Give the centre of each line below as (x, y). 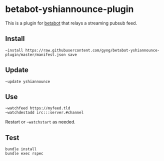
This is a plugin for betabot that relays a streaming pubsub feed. (71, 23)
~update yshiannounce (28, 81)
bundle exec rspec (24, 153)
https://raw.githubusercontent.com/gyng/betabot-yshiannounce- (92, 50)
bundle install (21, 149)
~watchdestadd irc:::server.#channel (44, 113)
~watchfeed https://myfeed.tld (38, 108)
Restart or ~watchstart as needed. (40, 122)
